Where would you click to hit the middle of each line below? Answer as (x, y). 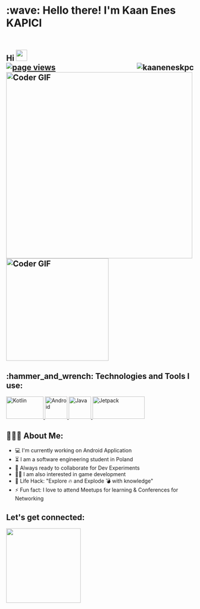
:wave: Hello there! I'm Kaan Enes (91, 10)
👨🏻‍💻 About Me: (35, 436)
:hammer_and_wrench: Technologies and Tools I (98, 376)
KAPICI (24, 23)
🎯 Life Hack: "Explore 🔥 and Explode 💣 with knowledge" (84, 481)
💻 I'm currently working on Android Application (73, 450)
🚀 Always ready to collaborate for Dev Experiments (77, 468)
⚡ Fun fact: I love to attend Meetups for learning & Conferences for (96, 490)
